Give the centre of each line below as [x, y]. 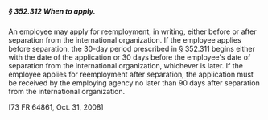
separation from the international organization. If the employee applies [125, 39]
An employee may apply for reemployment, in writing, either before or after [132, 31]
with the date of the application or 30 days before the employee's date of [130, 57]
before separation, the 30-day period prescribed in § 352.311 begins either [132, 48]
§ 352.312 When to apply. [52, 11]
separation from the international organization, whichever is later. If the [126, 65]
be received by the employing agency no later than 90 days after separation [134, 83]
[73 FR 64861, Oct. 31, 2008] [56, 107]
